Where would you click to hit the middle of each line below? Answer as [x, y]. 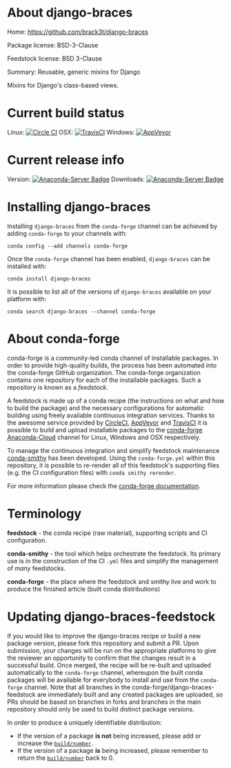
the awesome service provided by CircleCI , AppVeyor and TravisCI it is [108, 423]
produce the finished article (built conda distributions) [84, 589]
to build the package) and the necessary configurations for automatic [106, 407]
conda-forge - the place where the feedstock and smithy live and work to [112, 581]
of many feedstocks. [37, 568]
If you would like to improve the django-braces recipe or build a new [104, 636]
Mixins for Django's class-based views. [63, 85]
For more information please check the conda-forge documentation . [104, 486]
